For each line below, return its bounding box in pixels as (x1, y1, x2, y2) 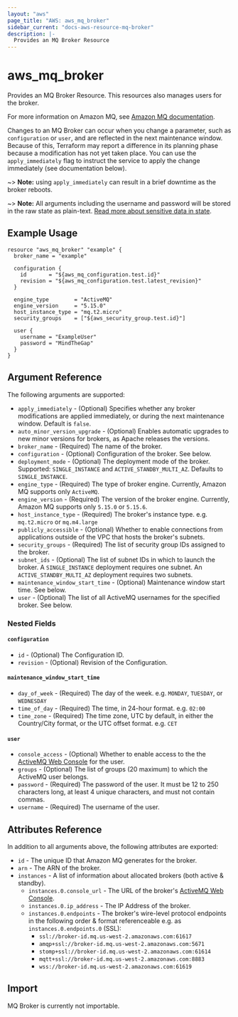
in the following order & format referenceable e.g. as (28, 917, 182, 925)
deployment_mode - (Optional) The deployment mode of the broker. (17, 457, 210, 465)
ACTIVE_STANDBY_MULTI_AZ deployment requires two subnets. (17, 570, 193, 579)
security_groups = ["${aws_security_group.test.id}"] (13, 315, 186, 322)
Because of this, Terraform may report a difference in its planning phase (7, 142, 219, 150)
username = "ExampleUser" (20, 333, 97, 340)
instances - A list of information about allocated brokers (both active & (17, 871, 224, 880)
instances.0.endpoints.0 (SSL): (28, 924, 122, 933)
